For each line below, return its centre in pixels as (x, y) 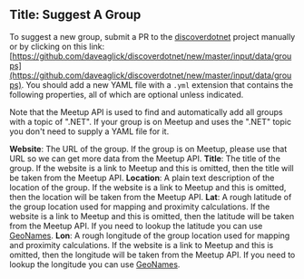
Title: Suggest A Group (75, 15)
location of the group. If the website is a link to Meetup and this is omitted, (148, 187)
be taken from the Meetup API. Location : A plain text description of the (142, 178)
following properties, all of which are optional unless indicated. (127, 94)
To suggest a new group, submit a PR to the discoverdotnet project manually (152, 36)
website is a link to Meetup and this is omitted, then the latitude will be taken (152, 216)
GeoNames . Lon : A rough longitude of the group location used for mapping (150, 236)
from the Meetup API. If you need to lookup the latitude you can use (136, 226)
